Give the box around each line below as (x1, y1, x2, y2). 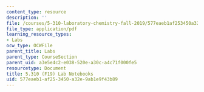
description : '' (6, 15, 47, 21)
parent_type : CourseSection (6, 54, 78, 60)
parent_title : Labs (6, 48, 56, 54)
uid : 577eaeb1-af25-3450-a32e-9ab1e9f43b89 (6, 76, 118, 82)
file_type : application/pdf (6, 25, 78, 32)
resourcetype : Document (6, 65, 67, 71)
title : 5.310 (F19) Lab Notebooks (6, 71, 94, 77)
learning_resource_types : (6, 31, 72, 38)
